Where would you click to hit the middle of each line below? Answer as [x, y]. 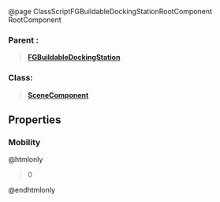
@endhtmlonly [32, 190]
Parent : [24, 40]
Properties [35, 120]
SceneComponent [58, 95]
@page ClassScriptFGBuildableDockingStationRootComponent [110, 11]
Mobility [24, 142]
